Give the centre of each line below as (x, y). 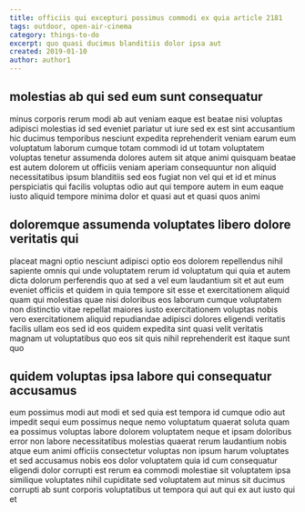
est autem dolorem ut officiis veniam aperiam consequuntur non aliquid (143, 167)
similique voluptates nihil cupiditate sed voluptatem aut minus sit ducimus (147, 480)
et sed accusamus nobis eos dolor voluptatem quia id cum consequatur (143, 461)
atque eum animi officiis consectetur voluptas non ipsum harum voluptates (149, 451)
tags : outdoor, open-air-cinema (71, 26)
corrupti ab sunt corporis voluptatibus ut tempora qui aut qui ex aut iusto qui (152, 490)
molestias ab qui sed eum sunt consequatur (136, 97)
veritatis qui (44, 239)
